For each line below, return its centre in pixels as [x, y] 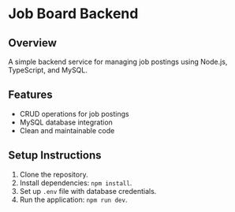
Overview [33, 43]
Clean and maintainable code [67, 130]
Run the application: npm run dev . [73, 199]
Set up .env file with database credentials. [88, 191]
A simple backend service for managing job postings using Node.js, [118, 61]
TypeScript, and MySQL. [48, 70]
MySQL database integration [66, 122]
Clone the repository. [54, 174]
